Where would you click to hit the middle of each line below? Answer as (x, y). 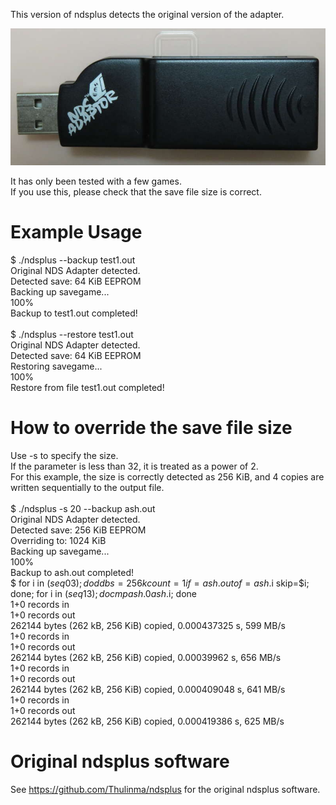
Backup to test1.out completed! (74, 313)
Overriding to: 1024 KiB (58, 541)
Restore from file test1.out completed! (87, 388)
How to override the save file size (151, 428)
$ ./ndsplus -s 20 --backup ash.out (83, 509)
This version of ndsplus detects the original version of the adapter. (147, 14)
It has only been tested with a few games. (96, 181)
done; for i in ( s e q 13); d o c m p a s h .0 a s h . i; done (103, 594)
